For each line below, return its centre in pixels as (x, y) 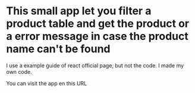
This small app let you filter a (79, 11)
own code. (19, 72)
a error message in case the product (97, 36)
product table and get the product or (98, 24)
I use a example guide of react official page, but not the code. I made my (95, 65)
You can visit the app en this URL (47, 83)
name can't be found (58, 49)
